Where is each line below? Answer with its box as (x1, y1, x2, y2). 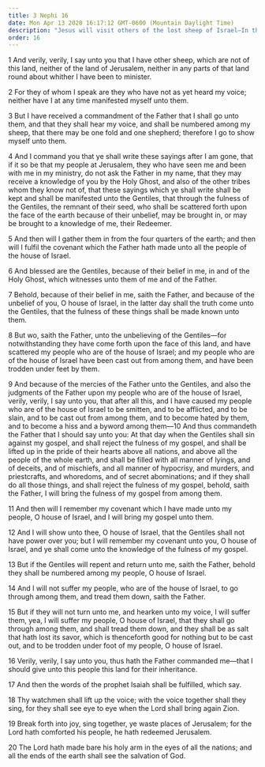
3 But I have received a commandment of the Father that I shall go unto (8, 111, 239, 121)
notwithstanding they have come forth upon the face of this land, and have (8, 339, 251, 349)
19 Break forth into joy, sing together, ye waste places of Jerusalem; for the (8, 719, 252, 728)
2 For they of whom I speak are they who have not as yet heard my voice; (8, 88, 247, 97)
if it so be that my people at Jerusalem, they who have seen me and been (8, 160, 247, 170)
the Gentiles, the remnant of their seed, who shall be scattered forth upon (8, 202, 247, 212)
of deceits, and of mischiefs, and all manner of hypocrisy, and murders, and (8, 463, 255, 473)
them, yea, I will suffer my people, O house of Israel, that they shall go (8, 616, 235, 625)
